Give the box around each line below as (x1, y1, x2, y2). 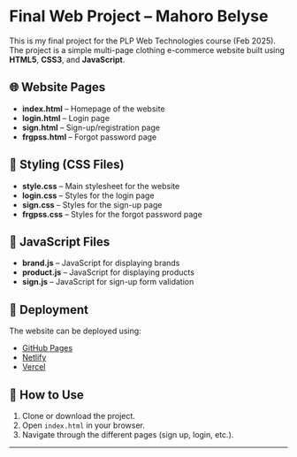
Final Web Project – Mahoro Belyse (9, 6, 269, 27)
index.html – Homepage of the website (21, 103, 165, 114)
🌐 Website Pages (9, 80, 106, 95)
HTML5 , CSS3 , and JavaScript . (9, 54, 126, 65)
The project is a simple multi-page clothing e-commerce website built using (9, 44, 286, 55)
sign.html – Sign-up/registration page (21, 122, 161, 133)
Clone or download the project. (21, 411, 135, 421)
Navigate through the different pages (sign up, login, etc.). (21, 430, 234, 439)
